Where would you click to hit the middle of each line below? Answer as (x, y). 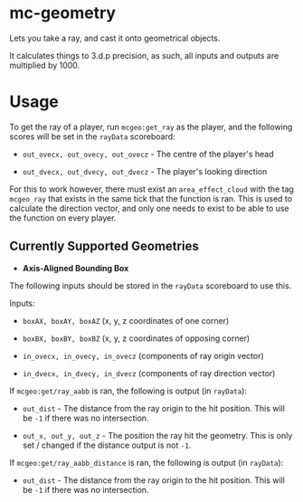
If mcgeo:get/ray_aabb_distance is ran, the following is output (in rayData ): (147, 462)
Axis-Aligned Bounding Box (76, 268)
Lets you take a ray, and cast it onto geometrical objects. (115, 38)
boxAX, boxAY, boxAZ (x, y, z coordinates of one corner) (126, 320)
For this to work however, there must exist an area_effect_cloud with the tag (151, 189)
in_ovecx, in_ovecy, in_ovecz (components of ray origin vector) (143, 355)
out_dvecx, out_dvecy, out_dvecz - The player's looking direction (145, 171)
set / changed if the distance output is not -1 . (107, 445)
